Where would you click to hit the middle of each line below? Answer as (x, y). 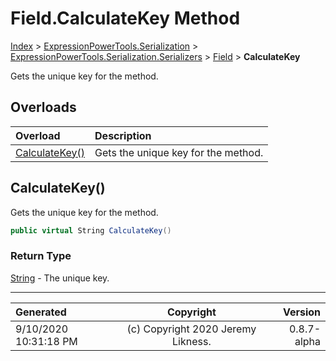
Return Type (41, 256)
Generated (41, 312)
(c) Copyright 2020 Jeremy (191, 329)
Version (301, 312)
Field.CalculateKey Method (125, 18)
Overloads (43, 107)
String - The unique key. (60, 278)
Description (123, 135)
